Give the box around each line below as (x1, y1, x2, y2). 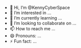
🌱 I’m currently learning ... (9, 15, 62, 21)
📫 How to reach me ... (9, 26, 55, 31)
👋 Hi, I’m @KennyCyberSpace (9, 5, 70, 10)
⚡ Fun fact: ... (9, 38, 37, 44)
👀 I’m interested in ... (9, 10, 52, 16)
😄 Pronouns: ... (9, 33, 42, 39)
